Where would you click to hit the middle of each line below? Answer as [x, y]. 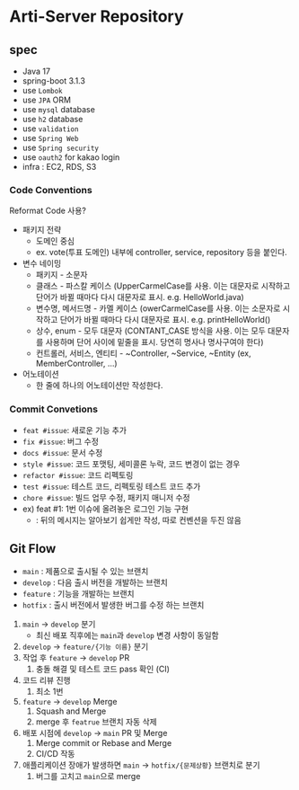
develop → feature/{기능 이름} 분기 [85, 647]
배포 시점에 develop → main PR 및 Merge [95, 733]
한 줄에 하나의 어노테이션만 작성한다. [99, 386]
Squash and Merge [71, 711]
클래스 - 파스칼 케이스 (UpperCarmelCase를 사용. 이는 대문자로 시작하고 [163, 286]
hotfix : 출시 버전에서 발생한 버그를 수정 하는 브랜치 [113, 605]
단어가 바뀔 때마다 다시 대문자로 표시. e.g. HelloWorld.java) [140, 297]
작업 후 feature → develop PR [76, 658]
